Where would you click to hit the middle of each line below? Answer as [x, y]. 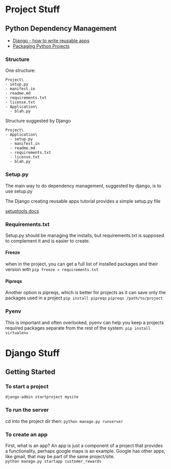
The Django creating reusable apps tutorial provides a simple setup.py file [83, 201]
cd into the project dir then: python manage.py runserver [64, 421]
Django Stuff [33, 353]
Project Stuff [33, 9]
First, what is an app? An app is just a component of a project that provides [84, 446]
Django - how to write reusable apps [51, 40]
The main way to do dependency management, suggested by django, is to [83, 186]
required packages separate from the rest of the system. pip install [78, 328]
